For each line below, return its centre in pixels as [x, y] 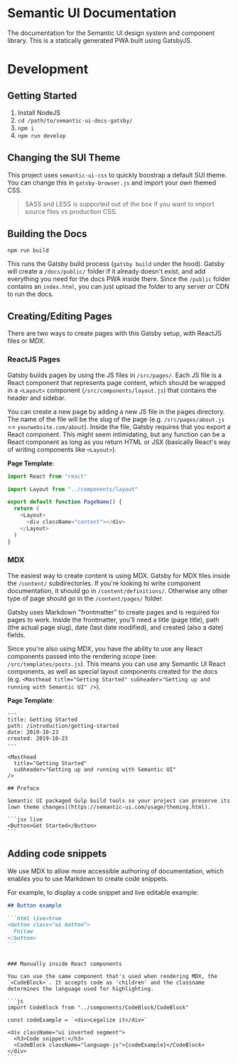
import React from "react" [47, 476]
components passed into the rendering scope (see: [82, 656]
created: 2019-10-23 [38, 738]
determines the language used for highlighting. [81, 989]
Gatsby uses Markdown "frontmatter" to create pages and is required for [114, 612]
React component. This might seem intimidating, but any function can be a [117, 434]
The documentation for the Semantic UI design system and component [111, 33]
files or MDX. [26, 341]
